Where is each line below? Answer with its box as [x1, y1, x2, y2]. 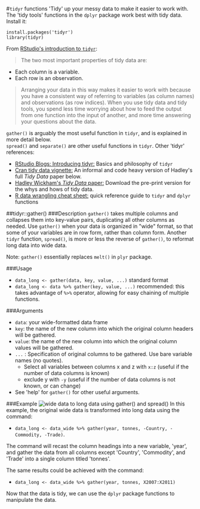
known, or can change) [23, 382, 81, 389]
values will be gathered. [14, 344, 74, 351]
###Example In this [6, 400, 185, 407]
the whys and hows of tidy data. [14, 185, 94, 193]
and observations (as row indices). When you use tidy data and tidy [20, 99, 187, 106]
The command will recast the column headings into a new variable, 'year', [6, 443, 187, 449]
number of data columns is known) [23, 370, 110, 376]
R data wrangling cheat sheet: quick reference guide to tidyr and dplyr [14, 192, 191, 199]
